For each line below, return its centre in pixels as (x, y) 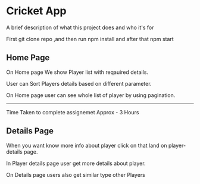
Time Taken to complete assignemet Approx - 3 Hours (73, 112)
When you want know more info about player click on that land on (87, 145)
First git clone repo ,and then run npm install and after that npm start (90, 39)
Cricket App (36, 11)
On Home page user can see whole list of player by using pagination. (91, 95)
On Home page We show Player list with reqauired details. (77, 72)
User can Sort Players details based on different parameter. (79, 83)
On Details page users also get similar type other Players (76, 174)
